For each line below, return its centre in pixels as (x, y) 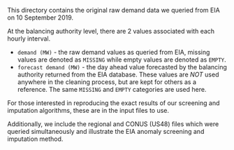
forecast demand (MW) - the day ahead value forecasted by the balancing (122, 67)
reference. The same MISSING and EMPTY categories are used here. (112, 89)
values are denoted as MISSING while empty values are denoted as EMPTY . (122, 60)
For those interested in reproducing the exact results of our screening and (114, 103)
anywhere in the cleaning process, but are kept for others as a (107, 82)
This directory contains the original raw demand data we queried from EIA (114, 10)
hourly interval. (29, 39)
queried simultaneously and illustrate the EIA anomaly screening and (106, 131)
